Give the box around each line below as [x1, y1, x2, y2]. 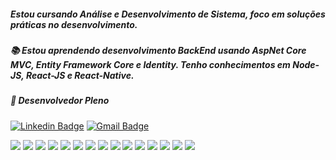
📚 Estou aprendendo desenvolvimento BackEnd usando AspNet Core [10, 44, 307, 56]
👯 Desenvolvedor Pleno [10, 95, 110, 107]
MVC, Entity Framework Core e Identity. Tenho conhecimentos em [10, 58, 291, 70]
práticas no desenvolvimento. [10, 18, 138, 30]
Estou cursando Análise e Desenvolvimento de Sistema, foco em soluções [10, 8, 326, 20]
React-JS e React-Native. [25, 69, 135, 81]
